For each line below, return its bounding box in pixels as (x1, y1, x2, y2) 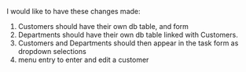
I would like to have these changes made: (6, 7, 141, 16)
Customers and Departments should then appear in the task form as (17, 38, 239, 48)
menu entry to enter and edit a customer (17, 55, 149, 64)
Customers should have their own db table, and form (17, 22, 189, 31)
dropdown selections (17, 47, 86, 56)
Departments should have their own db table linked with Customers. (17, 31, 238, 39)
